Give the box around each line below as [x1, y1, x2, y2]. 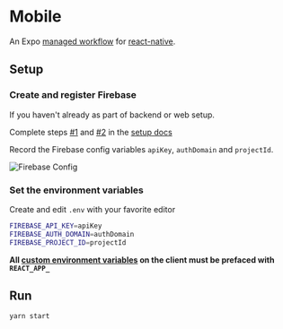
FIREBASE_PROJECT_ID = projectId [9, 238, 127, 247]
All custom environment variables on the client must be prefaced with [9, 254, 275, 265]
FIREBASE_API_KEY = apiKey [9, 221, 102, 230]
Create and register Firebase [9, 89, 137, 101]
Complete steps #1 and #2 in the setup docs [9, 126, 172, 137]
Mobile [9, 6, 62, 27]
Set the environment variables [9, 184, 144, 196]
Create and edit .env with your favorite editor [9, 203, 176, 214]
